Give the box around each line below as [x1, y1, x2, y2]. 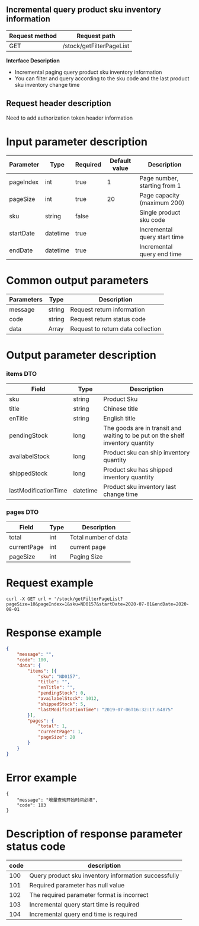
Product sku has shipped [103, 465, 173, 473]
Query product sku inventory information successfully [29, 871, 179, 880]
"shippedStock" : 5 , [37, 701, 86, 707]
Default [109, 156, 131, 165]
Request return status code [70, 315, 146, 323]
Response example [6, 626, 102, 640]
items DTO [6, 369, 37, 378]
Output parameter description [6, 348, 157, 362]
